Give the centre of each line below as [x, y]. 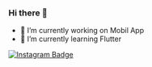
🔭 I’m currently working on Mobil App [82, 31]
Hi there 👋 [28, 13]
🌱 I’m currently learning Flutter [71, 39]
